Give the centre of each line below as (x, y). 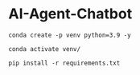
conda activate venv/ (45, 49)
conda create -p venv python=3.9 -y (70, 35)
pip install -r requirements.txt (64, 63)
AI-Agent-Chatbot (70, 14)
